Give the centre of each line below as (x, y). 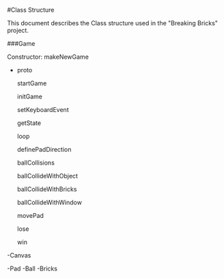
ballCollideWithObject (47, 176)
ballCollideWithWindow (49, 202)
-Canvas (19, 255)
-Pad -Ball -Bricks (32, 268)
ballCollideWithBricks (47, 189)
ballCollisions (36, 163)
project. (18, 30)
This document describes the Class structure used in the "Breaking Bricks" (113, 23)
